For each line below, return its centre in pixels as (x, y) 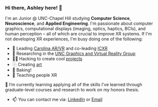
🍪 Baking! (22, 70)
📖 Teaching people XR (34, 75)
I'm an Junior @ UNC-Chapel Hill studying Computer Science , (68, 18)
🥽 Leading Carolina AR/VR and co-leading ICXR (60, 49)
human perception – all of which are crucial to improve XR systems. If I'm (79, 34)
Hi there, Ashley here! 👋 (34, 8)
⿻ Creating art (27, 65)
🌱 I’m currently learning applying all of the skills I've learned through (74, 85)
